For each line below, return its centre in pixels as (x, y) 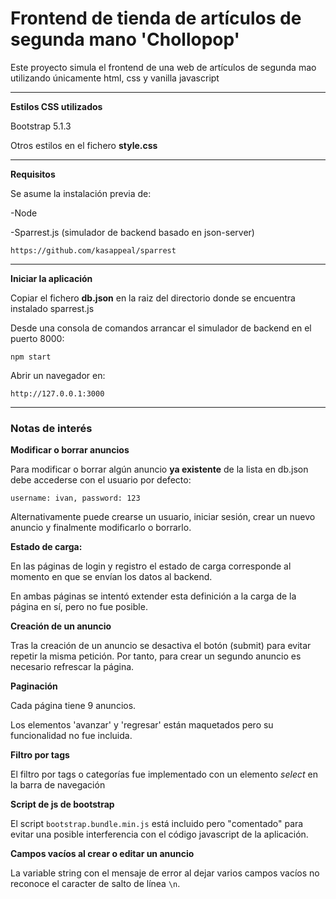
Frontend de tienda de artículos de (156, 18)
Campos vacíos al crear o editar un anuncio (102, 854)
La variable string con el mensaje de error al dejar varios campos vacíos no (165, 873)
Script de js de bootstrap (62, 804)
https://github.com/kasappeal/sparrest (93, 250)
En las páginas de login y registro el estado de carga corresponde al (151, 566)
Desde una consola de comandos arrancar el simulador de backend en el (161, 328)
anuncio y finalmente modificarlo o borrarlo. (101, 528)
